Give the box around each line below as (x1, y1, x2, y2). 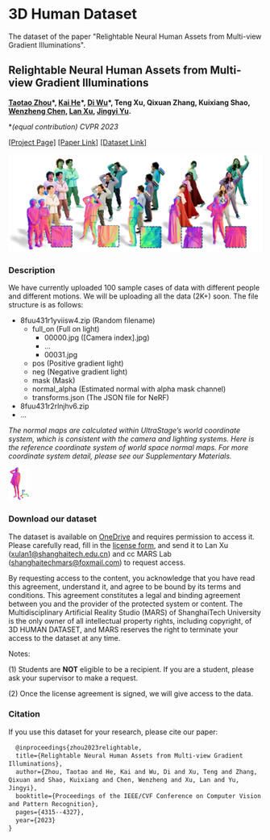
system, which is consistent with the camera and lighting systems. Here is (8, 434, 255, 444)
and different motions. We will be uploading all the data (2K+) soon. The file (8, 291, 259, 301)
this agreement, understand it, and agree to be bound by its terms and (8, 582, 242, 591)
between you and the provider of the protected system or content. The (8, 599, 243, 608)
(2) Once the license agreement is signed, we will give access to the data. (8, 688, 254, 698)
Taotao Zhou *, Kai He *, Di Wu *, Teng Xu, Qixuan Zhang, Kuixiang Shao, (8, 98, 251, 107)
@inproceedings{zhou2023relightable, (15, 743, 143, 751)
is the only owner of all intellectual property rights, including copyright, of (8, 616, 252, 625)
